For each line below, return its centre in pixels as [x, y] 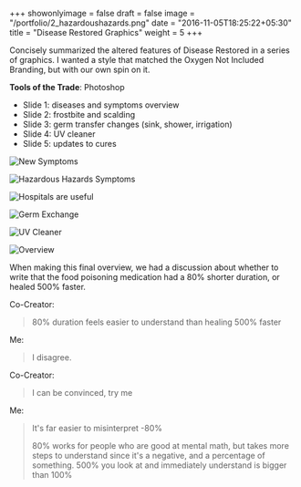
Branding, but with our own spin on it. [80, 69]
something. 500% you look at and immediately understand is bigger [159, 465]
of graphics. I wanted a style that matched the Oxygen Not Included [137, 60]
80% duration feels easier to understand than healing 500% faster [156, 322]
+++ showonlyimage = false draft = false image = [103, 13]
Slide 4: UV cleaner [59, 134]
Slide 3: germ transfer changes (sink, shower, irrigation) [127, 124]
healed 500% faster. [48, 287]
